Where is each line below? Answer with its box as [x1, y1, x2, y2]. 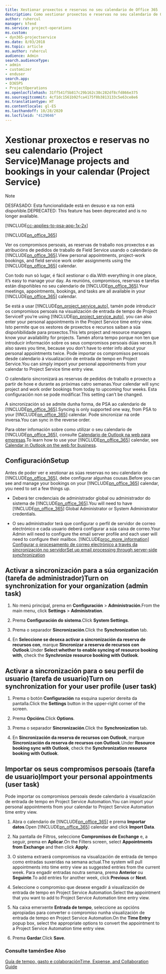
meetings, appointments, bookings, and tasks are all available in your [5, 288, 146, 294]
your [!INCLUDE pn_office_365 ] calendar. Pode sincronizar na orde [5, 411, 140, 417]
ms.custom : [5, 30, 28, 35]
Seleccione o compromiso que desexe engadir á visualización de [12, 884, 145, 890]
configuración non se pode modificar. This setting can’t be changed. [5, 391, 143, 397]
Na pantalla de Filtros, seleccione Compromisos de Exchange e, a [12, 833, 148, 839]
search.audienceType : [5, 58, 50, 63]
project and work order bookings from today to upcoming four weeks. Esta [5, 386, 157, 392]
